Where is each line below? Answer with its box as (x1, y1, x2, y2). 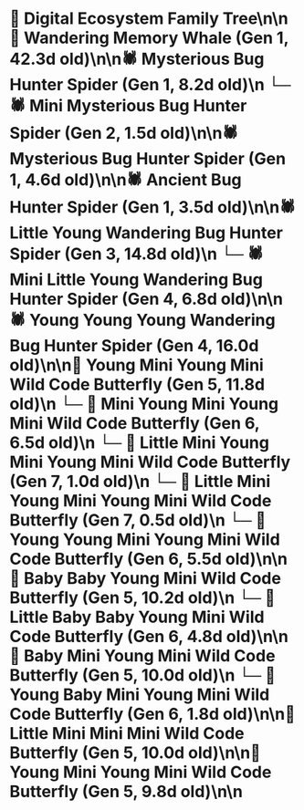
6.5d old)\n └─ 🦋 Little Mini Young (9, 432, 269, 453)
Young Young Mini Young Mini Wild (9, 529, 280, 550)
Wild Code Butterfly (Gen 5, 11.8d (9, 374, 266, 395)
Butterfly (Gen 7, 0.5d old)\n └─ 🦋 (9, 510, 267, 531)
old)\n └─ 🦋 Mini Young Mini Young (9, 394, 279, 414)
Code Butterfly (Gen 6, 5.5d (9, 549, 222, 569)
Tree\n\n (222, 8, 289, 29)
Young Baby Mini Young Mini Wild (9, 684, 270, 705)
